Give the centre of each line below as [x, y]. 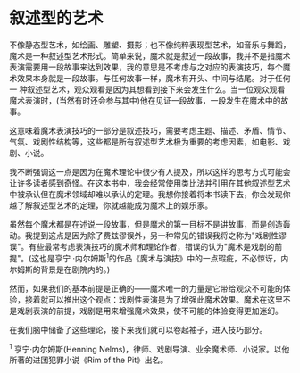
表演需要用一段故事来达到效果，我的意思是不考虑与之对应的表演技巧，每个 [146, 67]
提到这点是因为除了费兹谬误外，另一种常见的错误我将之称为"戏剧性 [156, 235]
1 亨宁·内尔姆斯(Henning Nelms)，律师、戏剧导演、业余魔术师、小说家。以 [146, 348]
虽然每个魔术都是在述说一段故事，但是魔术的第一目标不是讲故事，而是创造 [146, 224]
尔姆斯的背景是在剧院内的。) [60, 269]
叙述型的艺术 [57, 18]
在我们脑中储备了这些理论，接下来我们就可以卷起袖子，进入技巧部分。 [138, 329]
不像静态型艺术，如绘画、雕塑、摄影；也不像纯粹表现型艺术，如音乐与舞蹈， [150, 45]
